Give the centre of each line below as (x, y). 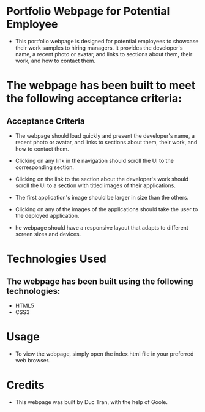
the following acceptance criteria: (94, 99)
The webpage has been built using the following (100, 281)
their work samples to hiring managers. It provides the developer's (99, 48)
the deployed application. (47, 215)
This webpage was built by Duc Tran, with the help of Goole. (91, 402)
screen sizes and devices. (48, 234)
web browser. (32, 360)
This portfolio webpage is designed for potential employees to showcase (107, 41)
